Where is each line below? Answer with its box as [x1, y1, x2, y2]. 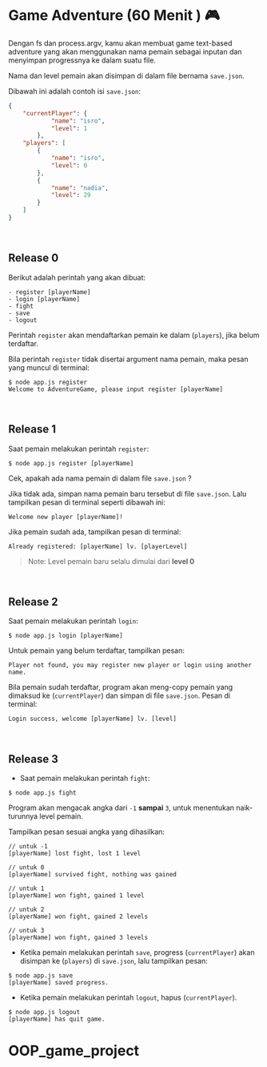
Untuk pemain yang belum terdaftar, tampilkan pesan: [8, 646, 185, 655]
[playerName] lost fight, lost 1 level [8, 850, 141, 858]
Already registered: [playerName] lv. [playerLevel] [8, 542, 188, 550]
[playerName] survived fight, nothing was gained [8, 871, 177, 879]
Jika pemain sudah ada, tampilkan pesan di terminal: [8, 526, 181, 537]
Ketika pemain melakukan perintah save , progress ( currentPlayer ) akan [19, 948, 255, 957]
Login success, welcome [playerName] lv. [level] [8, 715, 177, 723]
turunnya [8, 811, 38, 821]
